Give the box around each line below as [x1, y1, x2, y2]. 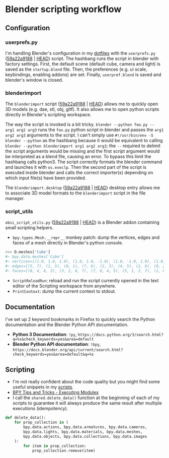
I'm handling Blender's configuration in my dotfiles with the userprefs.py [5, 50, 156, 56]
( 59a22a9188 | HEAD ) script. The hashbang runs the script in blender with [5, 55, 159, 61]
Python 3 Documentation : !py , [12, 331, 77, 337]
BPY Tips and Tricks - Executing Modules [12, 389, 99, 396]
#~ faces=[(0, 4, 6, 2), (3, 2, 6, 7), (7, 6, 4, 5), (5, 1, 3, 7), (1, [5, 268, 161, 273]
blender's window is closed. [5, 77, 63, 83]
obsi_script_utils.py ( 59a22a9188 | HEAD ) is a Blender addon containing [5, 219, 160, 225]
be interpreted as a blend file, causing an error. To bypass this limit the [5, 154, 151, 160]
